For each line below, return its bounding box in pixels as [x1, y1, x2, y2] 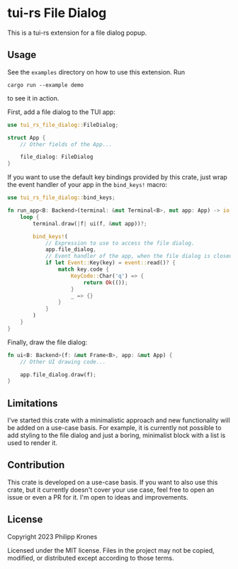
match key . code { [57, 266, 110, 273]
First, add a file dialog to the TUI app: [7, 108, 115, 116]
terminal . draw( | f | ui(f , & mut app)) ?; [33, 220, 147, 227]
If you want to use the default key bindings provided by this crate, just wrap [7, 173, 228, 181]
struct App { [7, 134, 46, 141]
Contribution [7, 459, 65, 471]
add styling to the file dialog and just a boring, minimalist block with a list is [7, 431, 226, 440]
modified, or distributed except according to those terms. [7, 553, 174, 562]
